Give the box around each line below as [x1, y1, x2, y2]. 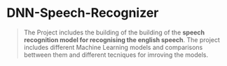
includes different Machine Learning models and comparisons [23, 43, 203, 51]
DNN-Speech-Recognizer [6, 5, 159, 21]
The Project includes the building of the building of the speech [23, 28, 205, 37]
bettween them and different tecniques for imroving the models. [23, 51, 209, 59]
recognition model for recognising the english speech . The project [23, 35, 220, 44]
